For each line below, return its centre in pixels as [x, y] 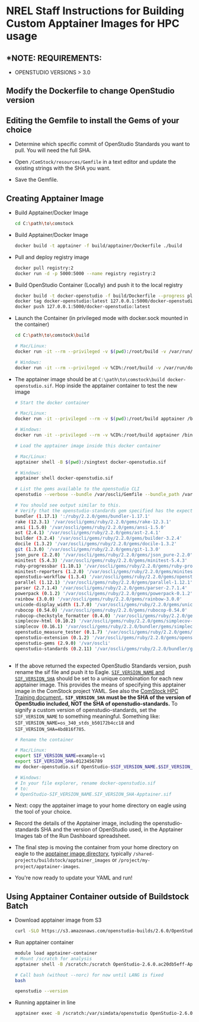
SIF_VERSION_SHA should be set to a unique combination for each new [99, 678]
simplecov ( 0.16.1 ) [39, 627]
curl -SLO [27, 931]
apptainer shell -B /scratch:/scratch [62, 964]
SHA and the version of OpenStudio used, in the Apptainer [112, 830]
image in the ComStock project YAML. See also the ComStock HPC [97, 691]
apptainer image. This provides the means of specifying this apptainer [100, 685]
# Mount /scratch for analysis [53, 958]
